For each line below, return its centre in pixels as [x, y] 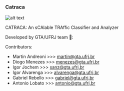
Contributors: [19, 47]
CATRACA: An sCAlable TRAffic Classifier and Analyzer [62, 27]
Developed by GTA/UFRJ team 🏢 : [39, 37]
